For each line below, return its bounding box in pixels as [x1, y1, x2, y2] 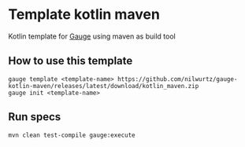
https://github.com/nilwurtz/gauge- [117, 75, 238, 83]
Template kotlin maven [8, 6, 160, 24]
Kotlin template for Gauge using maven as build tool [8, 31, 176, 41]
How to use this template [8, 54, 133, 68]
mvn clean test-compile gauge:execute [8, 131, 135, 139]
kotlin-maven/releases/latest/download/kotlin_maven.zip [8, 82, 199, 90]
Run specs [8, 110, 61, 123]
